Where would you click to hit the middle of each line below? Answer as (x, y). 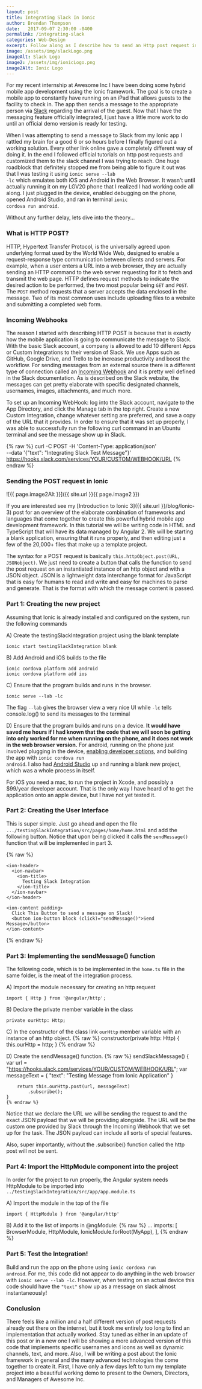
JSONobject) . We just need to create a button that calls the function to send (99, 563)
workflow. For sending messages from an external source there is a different (101, 365)
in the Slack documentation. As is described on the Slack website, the (93, 377)
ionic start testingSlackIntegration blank (62, 646)
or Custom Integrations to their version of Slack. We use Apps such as (93, 352)
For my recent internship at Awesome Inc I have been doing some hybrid (96, 85)
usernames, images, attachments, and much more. (69, 391)
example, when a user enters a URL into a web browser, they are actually (96, 266)
